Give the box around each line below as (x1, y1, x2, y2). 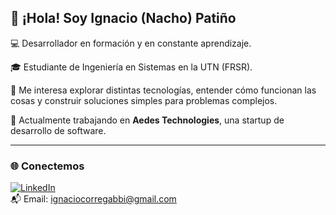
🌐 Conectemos (10, 159, 85, 173)
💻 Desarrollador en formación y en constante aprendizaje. (10, 37, 252, 49)
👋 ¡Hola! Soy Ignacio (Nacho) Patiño (10, 10, 237, 27)
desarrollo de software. (10, 124, 107, 136)
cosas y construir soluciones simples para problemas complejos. (10, 94, 278, 106)
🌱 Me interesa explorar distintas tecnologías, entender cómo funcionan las (10, 84, 317, 96)
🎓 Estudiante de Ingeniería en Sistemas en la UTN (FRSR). (10, 61, 253, 73)
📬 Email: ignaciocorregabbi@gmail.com (10, 193, 177, 205)
